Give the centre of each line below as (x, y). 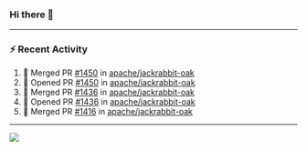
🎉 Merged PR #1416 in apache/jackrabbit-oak (108, 111)
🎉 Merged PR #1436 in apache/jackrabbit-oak (108, 92)
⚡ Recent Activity (49, 49)
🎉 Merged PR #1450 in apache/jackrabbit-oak (108, 73)
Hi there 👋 (32, 15)
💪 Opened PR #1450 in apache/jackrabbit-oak (109, 82)
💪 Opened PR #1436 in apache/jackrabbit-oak (109, 101)
